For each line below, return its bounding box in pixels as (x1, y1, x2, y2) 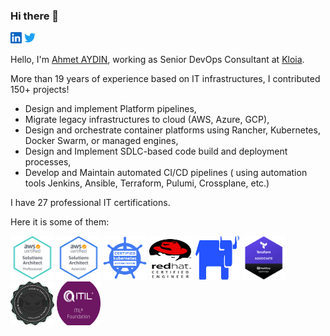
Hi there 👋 (10, 9, 60, 23)
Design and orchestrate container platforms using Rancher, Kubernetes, (24, 124, 321, 136)
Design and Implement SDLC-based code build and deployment (24, 145, 288, 158)
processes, (24, 156, 72, 168)
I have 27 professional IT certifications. (10, 197, 171, 209)
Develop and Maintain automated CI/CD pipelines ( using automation (24, 167, 308, 179)
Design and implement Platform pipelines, (24, 103, 197, 115)
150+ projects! (10, 84, 70, 96)
